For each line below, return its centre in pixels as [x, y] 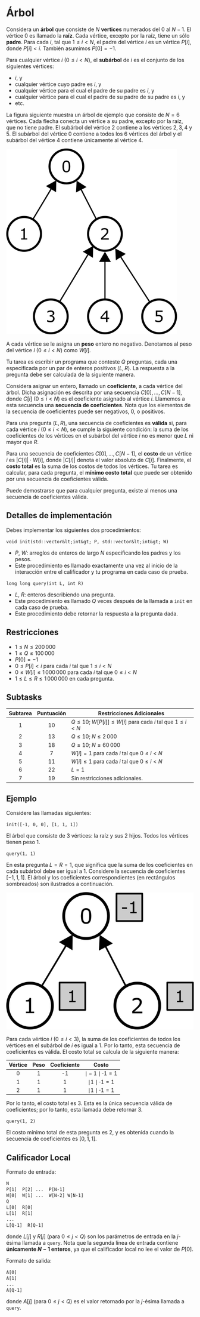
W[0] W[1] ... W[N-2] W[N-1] [45, 1196]
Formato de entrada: [31, 1172]
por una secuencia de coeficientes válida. [57, 479]
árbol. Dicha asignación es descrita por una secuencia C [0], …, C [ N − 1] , [94, 392]
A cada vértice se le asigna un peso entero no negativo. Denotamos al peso [99, 344]
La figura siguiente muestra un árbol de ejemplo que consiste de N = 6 [93, 115]
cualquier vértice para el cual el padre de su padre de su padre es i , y [100, 97]
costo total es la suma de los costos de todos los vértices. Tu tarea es [92, 466]
